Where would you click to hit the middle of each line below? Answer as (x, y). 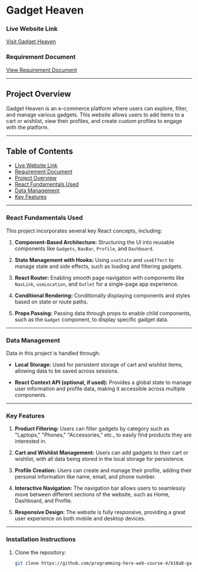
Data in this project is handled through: (53, 353)
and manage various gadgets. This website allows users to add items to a (95, 114)
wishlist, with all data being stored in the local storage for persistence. (100, 459)
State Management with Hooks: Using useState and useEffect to (94, 260)
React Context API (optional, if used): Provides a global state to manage (103, 382)
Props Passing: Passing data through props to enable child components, (103, 313)
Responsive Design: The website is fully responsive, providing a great (100, 512)
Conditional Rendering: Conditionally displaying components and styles (102, 295)
